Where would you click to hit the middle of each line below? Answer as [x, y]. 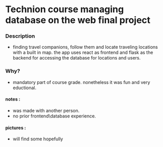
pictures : [16, 128]
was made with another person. [46, 110]
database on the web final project [78, 20]
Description [20, 36]
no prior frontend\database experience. [54, 116]
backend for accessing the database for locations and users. [77, 58]
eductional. [25, 87]
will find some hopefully [38, 139]
